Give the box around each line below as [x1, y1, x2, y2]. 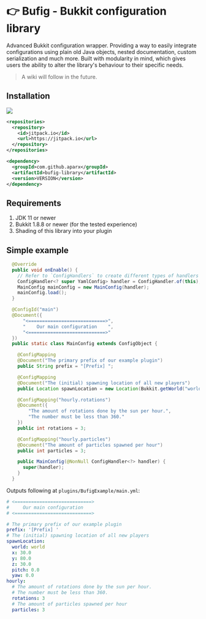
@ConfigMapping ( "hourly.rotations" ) [17, 397, 112, 403]
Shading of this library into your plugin [15, 227, 112, 235]
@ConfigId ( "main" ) [12, 306, 59, 313]
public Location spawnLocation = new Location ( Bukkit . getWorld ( [17, 385, 185, 392]
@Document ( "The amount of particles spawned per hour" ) [17, 442, 164, 448]
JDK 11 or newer [15, 215, 56, 222]
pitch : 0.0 [12, 567, 40, 573]
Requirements [6, 198, 61, 208]
